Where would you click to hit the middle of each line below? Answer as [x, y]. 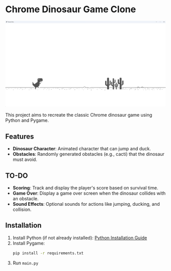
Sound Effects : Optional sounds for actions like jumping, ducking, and [86, 204]
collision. [22, 209]
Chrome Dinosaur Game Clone [71, 9]
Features [20, 136]
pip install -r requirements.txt [48, 253]
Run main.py [25, 263]
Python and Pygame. [27, 120]
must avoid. [25, 159]
